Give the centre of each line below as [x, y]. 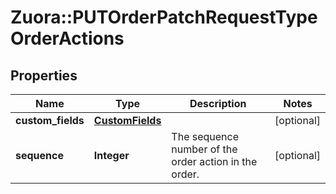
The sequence [205, 136]
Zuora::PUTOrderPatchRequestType [164, 17]
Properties [44, 75]
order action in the [214, 161]
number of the [204, 149]
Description [218, 103]
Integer [111, 155]
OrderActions [67, 38]
